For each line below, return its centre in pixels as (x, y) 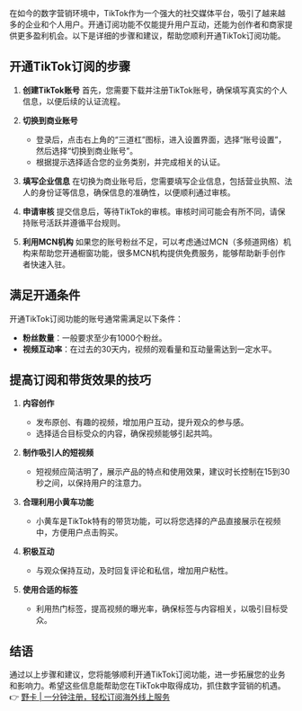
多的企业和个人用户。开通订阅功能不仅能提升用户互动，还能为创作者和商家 (147, 24)
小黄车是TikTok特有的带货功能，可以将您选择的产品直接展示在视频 (158, 521)
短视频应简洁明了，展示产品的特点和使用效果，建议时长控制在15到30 (163, 472)
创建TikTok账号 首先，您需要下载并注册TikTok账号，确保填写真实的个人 (155, 90)
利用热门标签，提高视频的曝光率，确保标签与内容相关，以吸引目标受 (162, 609)
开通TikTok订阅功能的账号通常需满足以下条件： (97, 318)
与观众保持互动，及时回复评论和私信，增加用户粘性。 (134, 571)
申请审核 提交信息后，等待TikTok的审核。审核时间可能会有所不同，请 (150, 211)
